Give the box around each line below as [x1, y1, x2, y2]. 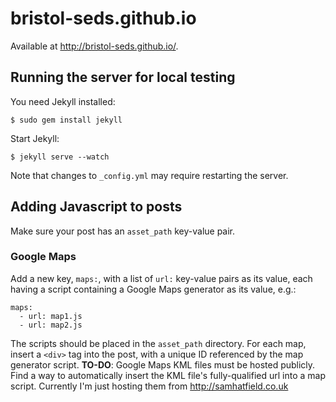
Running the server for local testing [10, 69, 236, 86]
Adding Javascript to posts [10, 198, 183, 216]
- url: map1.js [19, 311, 83, 321]
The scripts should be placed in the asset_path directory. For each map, [10, 337, 307, 349]
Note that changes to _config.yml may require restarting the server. [10, 169, 289, 181]
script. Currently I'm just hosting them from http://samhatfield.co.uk [10, 380, 289, 392]
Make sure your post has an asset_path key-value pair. [10, 225, 236, 237]
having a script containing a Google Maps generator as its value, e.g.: [10, 283, 297, 295]
